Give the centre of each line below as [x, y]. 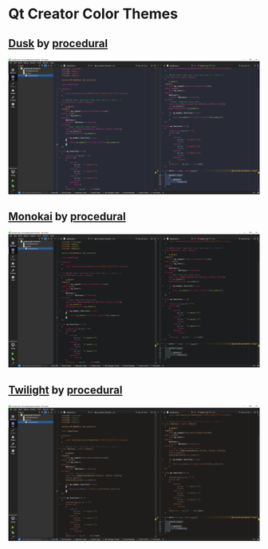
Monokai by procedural [67, 217]
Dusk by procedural [58, 43]
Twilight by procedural [65, 390]
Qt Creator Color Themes [93, 14]
